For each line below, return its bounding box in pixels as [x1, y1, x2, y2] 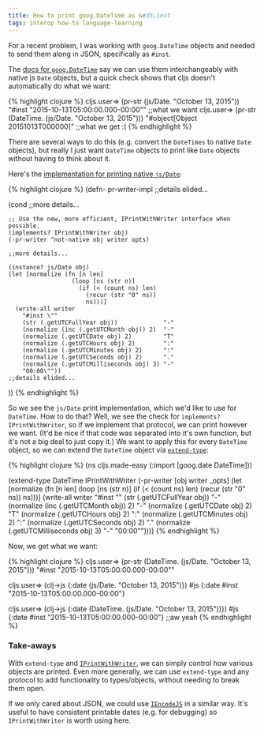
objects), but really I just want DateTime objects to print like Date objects [8, 145, 240, 155]
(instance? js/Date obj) [8, 263, 90, 271]
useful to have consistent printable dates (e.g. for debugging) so [8, 707, 218, 716]
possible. [8, 222, 41, 230]
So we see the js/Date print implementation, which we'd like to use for [8, 403, 237, 412]
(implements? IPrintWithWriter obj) [8, 228, 128, 237]
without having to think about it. [8, 153, 111, 163]
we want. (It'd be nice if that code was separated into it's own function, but [8, 428, 252, 438]
